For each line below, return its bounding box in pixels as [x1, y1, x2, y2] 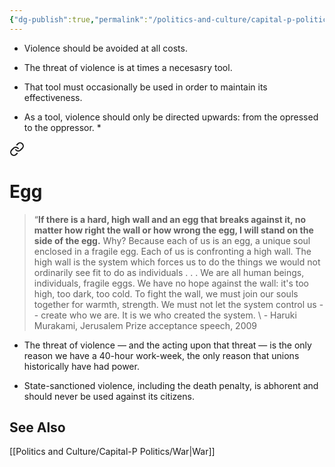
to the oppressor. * [23, 121, 102, 133]
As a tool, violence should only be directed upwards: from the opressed [23, 111, 319, 123]
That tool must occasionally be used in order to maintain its [23, 81, 268, 93]
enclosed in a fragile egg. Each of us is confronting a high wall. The [33, 245, 312, 257]
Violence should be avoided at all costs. [23, 42, 188, 54]
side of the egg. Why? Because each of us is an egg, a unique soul [33, 234, 311, 246]
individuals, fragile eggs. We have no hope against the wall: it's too [33, 277, 310, 289]
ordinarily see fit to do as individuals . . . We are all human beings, [33, 266, 305, 278]
